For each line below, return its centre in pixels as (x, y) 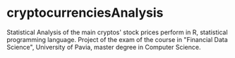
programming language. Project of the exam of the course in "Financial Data (117, 39)
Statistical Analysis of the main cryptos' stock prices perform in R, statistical (117, 32)
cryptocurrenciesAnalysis (85, 13)
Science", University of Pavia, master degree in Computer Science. (104, 47)
